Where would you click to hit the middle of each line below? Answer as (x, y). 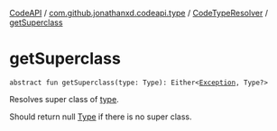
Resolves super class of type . (64, 99)
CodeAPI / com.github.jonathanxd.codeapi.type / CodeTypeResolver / (139, 13)
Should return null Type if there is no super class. (101, 117)
